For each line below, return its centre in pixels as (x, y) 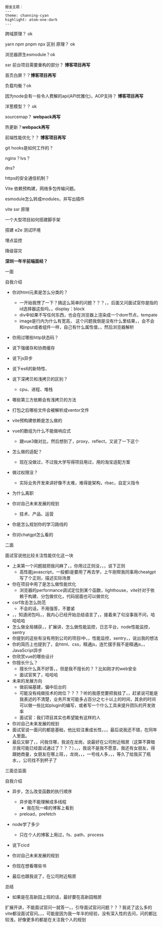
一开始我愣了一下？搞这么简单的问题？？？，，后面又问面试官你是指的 (89, 303)
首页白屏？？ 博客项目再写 (31, 75)
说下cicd (21, 845)
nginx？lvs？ (18, 158)
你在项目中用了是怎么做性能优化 (44, 584)
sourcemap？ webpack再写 (33, 117)
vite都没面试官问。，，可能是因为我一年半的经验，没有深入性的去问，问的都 (79, 913)
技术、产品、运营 (36, 514)
